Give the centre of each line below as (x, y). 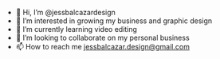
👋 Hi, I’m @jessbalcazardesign (65, 12)
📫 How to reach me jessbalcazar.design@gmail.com (102, 47)
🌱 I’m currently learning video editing (77, 29)
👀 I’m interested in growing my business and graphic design (114, 21)
